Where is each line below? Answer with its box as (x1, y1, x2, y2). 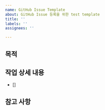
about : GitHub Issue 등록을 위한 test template (5, 12, 100, 17)
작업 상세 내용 (5, 68, 45, 77)
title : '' (5, 16, 26, 21)
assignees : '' (5, 26, 35, 31)
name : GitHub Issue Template (5, 7, 65, 12)
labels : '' (5, 21, 28, 26)
